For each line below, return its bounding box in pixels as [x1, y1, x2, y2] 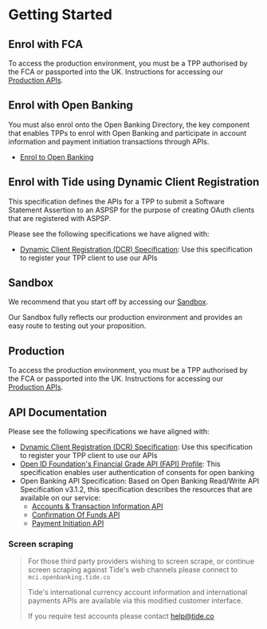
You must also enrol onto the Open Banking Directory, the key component [8, 120, 250, 129]
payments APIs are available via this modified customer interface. [27, 596, 243, 606]
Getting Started [8, 6, 113, 24]
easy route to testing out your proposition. [8, 321, 147, 330]
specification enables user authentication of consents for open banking [19, 468, 255, 477]
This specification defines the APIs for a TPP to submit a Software [8, 196, 225, 206]
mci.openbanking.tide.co [27, 573, 111, 582]
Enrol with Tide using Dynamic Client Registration [8, 176, 260, 189]
